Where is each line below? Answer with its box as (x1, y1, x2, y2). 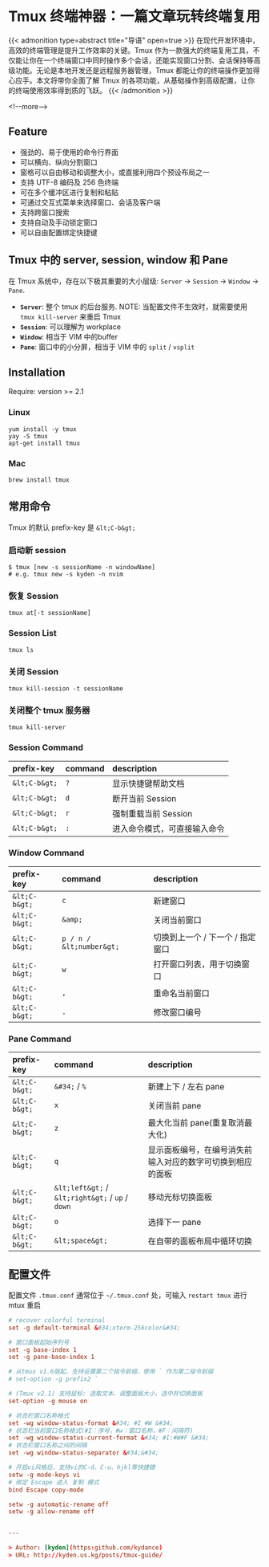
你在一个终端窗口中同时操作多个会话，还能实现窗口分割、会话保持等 (29, 55, 254, 65)
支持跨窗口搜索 (19, 207, 70, 217)
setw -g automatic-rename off (8, 1500, 110, 1508)
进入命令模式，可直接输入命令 (111, 823, 225, 834)
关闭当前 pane (147, 1101, 202, 1112)
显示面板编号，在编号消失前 (147, 1145, 253, 1156)
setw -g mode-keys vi (8, 1471, 81, 1479)
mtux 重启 (8, 1300, 42, 1309)
